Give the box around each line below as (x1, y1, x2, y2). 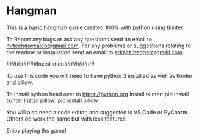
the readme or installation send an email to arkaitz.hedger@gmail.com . (6, 48, 184, 55)
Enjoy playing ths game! (6, 127, 67, 134)
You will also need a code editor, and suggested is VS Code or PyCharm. (6, 108, 189, 116)
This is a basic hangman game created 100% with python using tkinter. (6, 24, 184, 31)
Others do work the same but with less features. (6, 115, 128, 122)
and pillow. (6, 79, 34, 86)
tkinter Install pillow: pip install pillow (6, 97, 98, 104)
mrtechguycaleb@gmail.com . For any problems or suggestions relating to (6, 42, 191, 49)
